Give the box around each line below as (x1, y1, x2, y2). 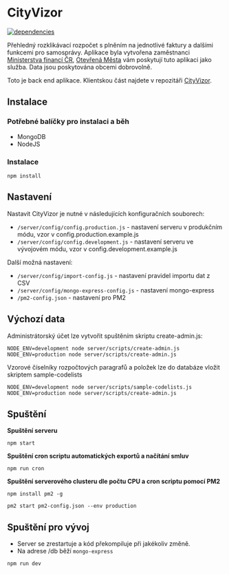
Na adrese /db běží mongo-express (17, 547, 113, 555)
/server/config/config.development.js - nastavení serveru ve (17, 237, 194, 246)
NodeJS (17, 140, 41, 148)
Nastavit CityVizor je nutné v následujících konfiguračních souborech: (7, 209, 205, 217)
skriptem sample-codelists (7, 370, 83, 379)
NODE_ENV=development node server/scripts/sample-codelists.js (7, 383, 193, 390)
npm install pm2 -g (7, 491, 63, 498)
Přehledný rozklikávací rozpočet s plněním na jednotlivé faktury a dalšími (7, 41, 213, 49)
